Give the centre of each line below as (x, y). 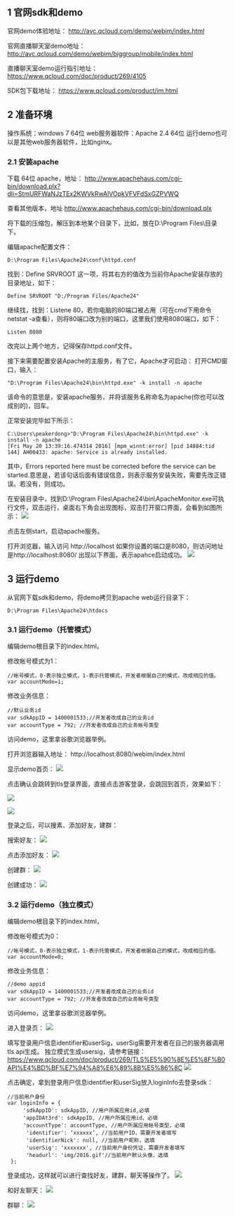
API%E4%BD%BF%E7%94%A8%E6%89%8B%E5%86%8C (95, 1068)
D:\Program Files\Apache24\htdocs (58, 610)
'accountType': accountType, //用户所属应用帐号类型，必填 (104, 1125)
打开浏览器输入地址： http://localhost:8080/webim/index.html (96, 754)
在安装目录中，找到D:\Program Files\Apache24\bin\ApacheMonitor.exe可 (113, 498)
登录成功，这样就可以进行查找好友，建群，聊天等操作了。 (90, 1175)
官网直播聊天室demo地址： (46, 46)
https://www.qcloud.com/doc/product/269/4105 (77, 76)
